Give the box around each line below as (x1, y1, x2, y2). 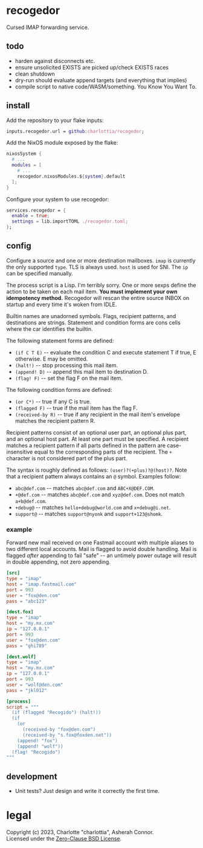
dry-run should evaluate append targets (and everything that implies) (14, 76, 187, 83)
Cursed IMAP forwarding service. (6, 24, 89, 31)
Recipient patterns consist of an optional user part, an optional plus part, (6, 429, 187, 436)
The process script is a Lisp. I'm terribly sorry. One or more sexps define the (6, 281, 196, 289)
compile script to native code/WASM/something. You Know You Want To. (14, 83, 197, 90)
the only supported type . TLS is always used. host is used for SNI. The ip (6, 263, 188, 270)
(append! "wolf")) (17, 743, 63, 749)
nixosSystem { (6, 151, 42, 157)
